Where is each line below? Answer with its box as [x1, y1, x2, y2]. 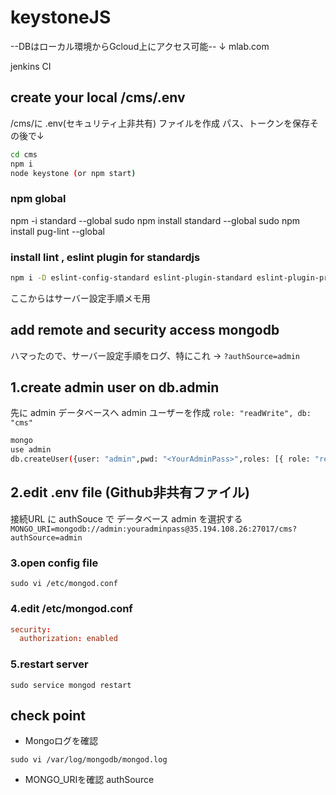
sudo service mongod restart [10, 680, 132, 690]
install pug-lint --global [10, 225, 105, 237]
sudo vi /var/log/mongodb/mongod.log [10, 755, 168, 765]
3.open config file [10, 556, 99, 570]
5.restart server [10, 657, 89, 671]
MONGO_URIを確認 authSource [24, 774, 155, 786]
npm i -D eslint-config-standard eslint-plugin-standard [10, 272, 253, 283]
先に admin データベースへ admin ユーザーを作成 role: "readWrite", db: [10, 407, 312, 419]
